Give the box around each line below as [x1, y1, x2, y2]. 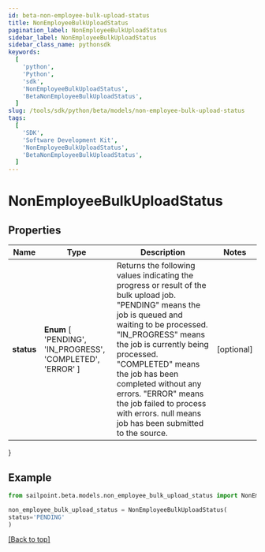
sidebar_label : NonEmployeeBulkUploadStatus [8, 33, 157, 42]
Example [8, 471, 52, 484]
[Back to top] [8, 535, 50, 544]
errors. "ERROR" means [116, 388, 204, 399]
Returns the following [116, 260, 196, 271]
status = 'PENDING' [8, 513, 65, 521]
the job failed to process [116, 398, 207, 409]
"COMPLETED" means [116, 359, 200, 370]
